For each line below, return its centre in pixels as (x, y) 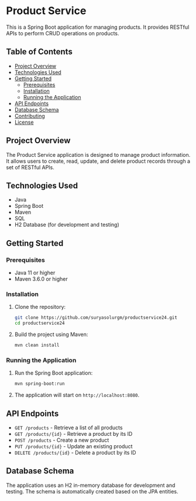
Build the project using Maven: (51, 334)
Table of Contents (39, 52)
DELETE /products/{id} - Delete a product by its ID (75, 452)
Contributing (30, 116)
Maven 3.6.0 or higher (41, 279)
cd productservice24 (39, 323)
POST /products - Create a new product (62, 440)
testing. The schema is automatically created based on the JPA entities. (92, 491)
